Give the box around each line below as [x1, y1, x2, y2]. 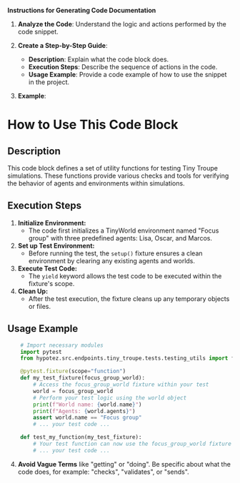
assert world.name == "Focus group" [33, 414, 142, 422]
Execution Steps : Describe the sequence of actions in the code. [28, 63, 218, 71]
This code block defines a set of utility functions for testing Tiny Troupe [7, 164, 219, 172]
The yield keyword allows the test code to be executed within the [28, 271, 222, 280]
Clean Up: [17, 287, 49, 295]
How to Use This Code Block [7, 117, 179, 133]
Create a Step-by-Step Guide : [17, 41, 108, 49]
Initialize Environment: [17, 218, 86, 227]
